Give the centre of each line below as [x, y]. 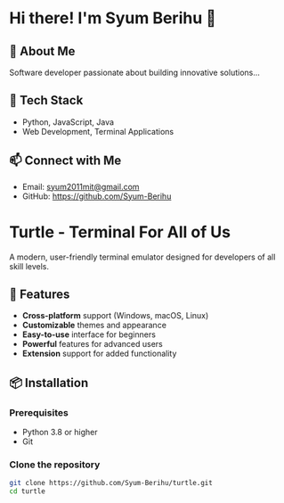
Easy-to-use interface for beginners [89, 334]
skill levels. [29, 266]
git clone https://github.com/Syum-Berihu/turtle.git [111, 483]
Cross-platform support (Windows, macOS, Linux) [115, 316]
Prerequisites [39, 412]
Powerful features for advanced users [92, 344]
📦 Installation [49, 383]
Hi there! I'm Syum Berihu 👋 [113, 18]
